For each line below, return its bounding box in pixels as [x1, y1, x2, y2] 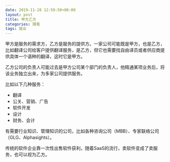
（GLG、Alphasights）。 [5, 135, 55, 141]
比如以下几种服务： [5, 82, 46, 88]
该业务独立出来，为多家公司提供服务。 [5, 70, 85, 76]
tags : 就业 [5, 26, 27, 31]
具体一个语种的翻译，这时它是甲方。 [9, 54, 85, 60]
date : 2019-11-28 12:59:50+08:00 [5, 7, 76, 13]
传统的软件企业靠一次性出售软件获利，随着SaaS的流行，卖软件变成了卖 [5, 145, 153, 151]
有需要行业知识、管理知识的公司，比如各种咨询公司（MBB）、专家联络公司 [5, 128, 159, 134]
